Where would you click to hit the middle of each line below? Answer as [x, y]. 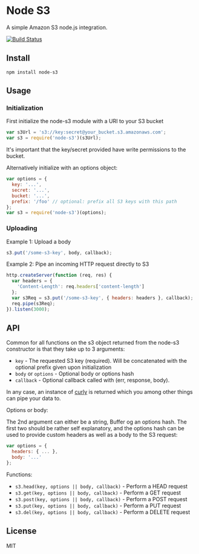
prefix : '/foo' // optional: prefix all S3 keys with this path [94, 201]
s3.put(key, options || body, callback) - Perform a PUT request [98, 505]
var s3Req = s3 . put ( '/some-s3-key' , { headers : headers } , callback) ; [103, 298]
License [21, 531]
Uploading [22, 228]
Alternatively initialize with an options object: [62, 168]
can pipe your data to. [34, 399]
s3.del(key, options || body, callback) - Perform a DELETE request [103, 512]
